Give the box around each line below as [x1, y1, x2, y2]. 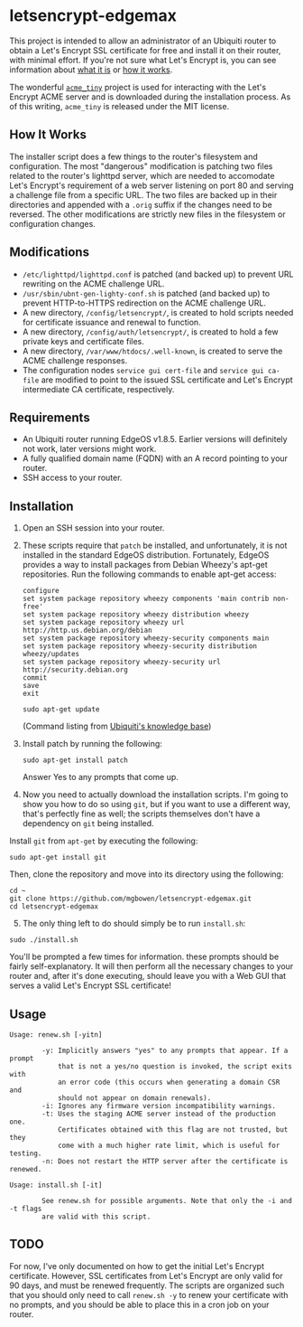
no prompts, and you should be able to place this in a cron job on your [9, 1299, 270, 1310]
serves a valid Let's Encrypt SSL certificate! [9, 980, 171, 991]
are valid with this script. [41, 1212, 151, 1221]
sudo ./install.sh [9, 936, 78, 945]
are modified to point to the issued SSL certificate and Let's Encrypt [41, 374, 293, 385]
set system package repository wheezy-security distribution [22, 642, 258, 651]
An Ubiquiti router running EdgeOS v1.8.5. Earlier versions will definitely [22, 434, 288, 445]
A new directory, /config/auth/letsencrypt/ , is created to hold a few [22, 326, 279, 337]
